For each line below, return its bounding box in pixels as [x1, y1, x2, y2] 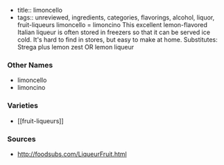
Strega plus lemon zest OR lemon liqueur [17, 43, 134, 51]
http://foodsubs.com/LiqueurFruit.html [17, 150, 127, 158]
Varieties [7, 101, 38, 111]
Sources [7, 134, 36, 143]
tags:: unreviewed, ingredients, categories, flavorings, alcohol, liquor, [17, 13, 215, 22]
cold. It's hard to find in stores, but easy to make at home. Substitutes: [17, 36, 218, 44]
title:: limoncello [17, 6, 62, 14]
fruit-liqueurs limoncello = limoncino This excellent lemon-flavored [17, 21, 208, 29]
